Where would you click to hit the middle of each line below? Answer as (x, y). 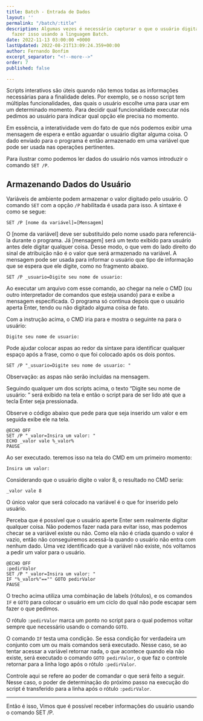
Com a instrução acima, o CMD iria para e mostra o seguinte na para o (94, 319)
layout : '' (20, 18)
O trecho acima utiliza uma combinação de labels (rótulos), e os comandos (99, 596)
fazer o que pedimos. (33, 609)
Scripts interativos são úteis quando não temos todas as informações (92, 91)
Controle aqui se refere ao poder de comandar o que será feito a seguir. (96, 676)
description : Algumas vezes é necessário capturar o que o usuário (93, 29)
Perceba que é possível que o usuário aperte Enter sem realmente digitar (97, 520)
